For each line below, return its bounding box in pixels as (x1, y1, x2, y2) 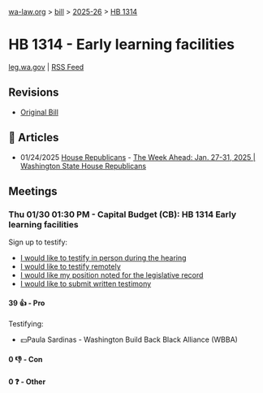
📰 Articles (8, 131, 59, 145)
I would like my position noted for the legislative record (19, 270, 204, 280)
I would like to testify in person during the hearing (19, 253, 187, 263)
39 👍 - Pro (8, 298, 45, 308)
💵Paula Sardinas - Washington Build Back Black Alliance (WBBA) (19, 335, 238, 344)
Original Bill (19, 107, 59, 117)
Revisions (8, 85, 59, 100)
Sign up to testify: (8, 237, 67, 247)
